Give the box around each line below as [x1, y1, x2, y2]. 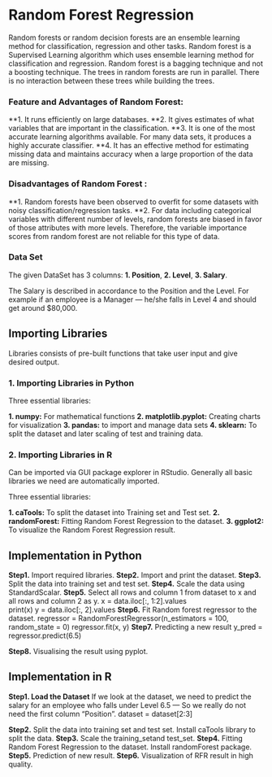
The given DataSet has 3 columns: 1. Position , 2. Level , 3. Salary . [8, 270, 228, 280]
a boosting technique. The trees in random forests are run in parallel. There [8, 67, 260, 76]
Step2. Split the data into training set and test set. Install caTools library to [8, 724, 256, 734]
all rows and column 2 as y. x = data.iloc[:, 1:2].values [8, 596, 187, 606]
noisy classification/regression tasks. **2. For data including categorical [8, 205, 252, 215]
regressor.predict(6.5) [8, 631, 82, 640]
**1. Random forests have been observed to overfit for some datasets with [8, 197, 259, 207]
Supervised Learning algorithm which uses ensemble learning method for [8, 50, 254, 59]
